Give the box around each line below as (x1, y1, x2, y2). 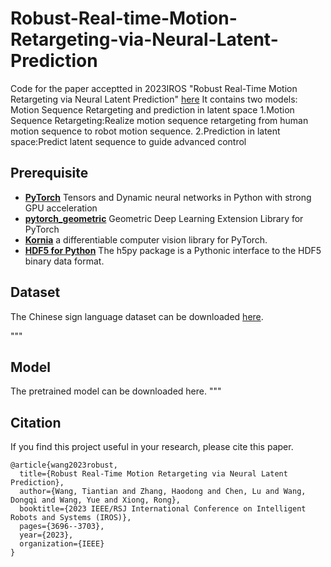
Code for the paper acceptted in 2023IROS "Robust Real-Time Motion (10, 82, 298, 94)
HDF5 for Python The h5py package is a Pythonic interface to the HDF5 (24, 244, 322, 256)
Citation (10, 414, 62, 431)
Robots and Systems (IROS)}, (10, 513, 132, 523)
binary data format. (24, 255, 105, 267)
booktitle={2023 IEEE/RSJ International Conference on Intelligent (19, 504, 307, 514)
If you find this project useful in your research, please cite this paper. (10, 441, 294, 453)
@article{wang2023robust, (10, 460, 118, 471)
